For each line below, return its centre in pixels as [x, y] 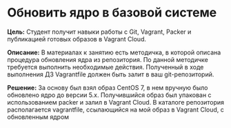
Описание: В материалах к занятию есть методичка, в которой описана [114, 52]
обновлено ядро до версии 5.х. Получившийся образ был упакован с [109, 95]
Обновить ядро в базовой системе [112, 13]
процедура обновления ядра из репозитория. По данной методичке [108, 59]
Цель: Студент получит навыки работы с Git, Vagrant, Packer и [99, 32]
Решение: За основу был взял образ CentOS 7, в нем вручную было [108, 87]
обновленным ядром [38, 117]
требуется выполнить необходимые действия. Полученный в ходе [106, 67]
